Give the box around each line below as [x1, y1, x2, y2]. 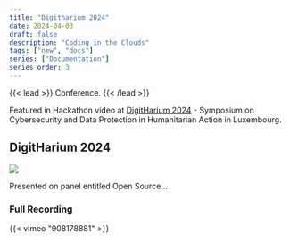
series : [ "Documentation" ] [9, 54, 110, 63]
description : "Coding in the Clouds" [9, 38, 150, 47]
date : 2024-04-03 [9, 21, 74, 30]
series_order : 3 [9, 63, 70, 72]
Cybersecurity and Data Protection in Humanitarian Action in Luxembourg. [9, 113, 283, 125]
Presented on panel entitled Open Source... [9, 180, 168, 191]
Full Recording [9, 203, 73, 215]
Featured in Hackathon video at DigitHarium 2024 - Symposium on [9, 104, 254, 115]
